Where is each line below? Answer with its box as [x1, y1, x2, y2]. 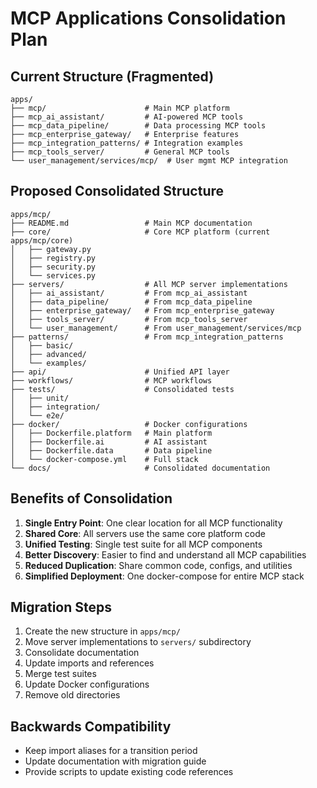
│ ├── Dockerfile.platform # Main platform [10, 428, 213, 438]
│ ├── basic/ [10, 340, 74, 351]
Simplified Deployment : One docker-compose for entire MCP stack [24, 570, 305, 582]
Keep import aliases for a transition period [24, 745, 198, 757]
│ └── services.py [10, 270, 97, 281]
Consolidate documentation [24, 647, 140, 659]
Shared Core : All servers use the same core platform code [24, 527, 266, 539]
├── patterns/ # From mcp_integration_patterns [10, 332, 284, 342]
